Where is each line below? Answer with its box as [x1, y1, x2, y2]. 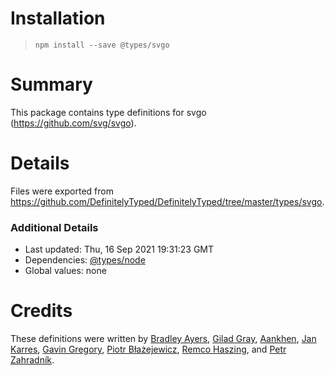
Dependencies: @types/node [24, 254, 146, 266]
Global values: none [24, 265, 107, 277]
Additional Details [10, 220, 99, 234]
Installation [10, 7, 106, 30]
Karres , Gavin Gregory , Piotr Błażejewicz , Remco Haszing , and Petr [10, 343, 287, 356]
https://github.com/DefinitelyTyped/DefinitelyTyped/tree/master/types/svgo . [10, 195, 325, 207]
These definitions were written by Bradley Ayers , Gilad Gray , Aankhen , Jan [10, 333, 317, 345]
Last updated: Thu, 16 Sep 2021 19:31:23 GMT [24, 243, 215, 256]
